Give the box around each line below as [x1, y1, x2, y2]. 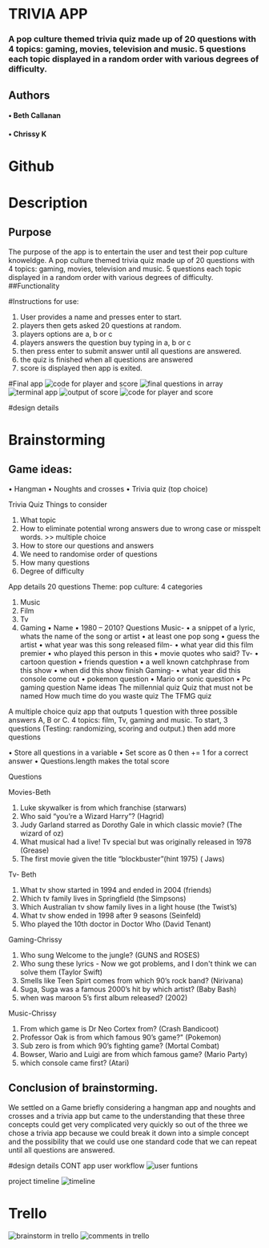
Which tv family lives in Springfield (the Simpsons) [19, 893, 187, 903]
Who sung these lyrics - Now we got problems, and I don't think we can [19, 958, 257, 968]
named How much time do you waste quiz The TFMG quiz [19, 691, 212, 700]
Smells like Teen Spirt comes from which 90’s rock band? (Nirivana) [19, 975, 244, 985]
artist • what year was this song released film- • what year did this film [19, 639, 254, 650]
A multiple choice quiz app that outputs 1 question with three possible [8, 707, 238, 716]
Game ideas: [8, 463, 73, 476]
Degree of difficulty [19, 566, 85, 576]
